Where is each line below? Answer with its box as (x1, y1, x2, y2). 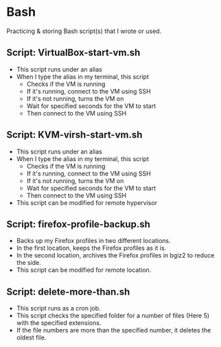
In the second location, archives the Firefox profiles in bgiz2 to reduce (16, 251, 215, 260)
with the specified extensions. (16, 319, 102, 327)
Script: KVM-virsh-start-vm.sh (6, 129, 143, 141)
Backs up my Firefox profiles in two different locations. (16, 237, 171, 245)
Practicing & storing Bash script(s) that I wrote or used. (6, 27, 162, 35)
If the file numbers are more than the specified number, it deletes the (16, 326, 211, 335)
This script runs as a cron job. (16, 304, 101, 313)
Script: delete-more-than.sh (6, 286, 130, 297)
